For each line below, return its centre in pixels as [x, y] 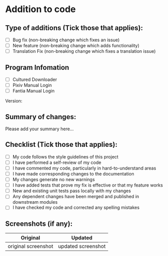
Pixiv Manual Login [32, 85]
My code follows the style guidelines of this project [65, 156]
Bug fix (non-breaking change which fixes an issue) [66, 40]
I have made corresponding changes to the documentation [73, 174]
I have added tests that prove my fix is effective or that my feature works [88, 185]
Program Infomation [37, 67]
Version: [14, 101]
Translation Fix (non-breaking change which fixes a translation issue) [84, 51]
